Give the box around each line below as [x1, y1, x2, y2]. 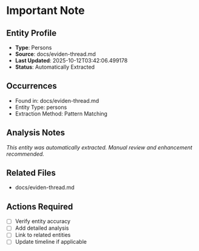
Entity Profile [6, 28, 56, 38]
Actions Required [6, 201, 73, 211]
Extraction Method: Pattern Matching [15, 110, 108, 117]
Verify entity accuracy [15, 218, 71, 225]
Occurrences [6, 81, 57, 91]
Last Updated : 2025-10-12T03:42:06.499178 [15, 57, 128, 64]
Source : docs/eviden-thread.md [15, 50, 96, 58]
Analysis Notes [6, 128, 66, 138]
